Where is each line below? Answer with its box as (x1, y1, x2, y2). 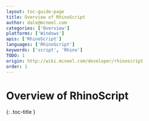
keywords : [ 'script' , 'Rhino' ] (6, 47, 83, 53)
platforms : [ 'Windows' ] (6, 31, 65, 37)
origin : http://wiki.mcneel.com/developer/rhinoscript (6, 58, 144, 64)
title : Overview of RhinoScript (6, 14, 85, 20)
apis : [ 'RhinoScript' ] (6, 36, 62, 42)
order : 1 (6, 63, 28, 70)
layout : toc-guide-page (6, 8, 65, 15)
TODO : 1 (6, 53, 25, 58)
